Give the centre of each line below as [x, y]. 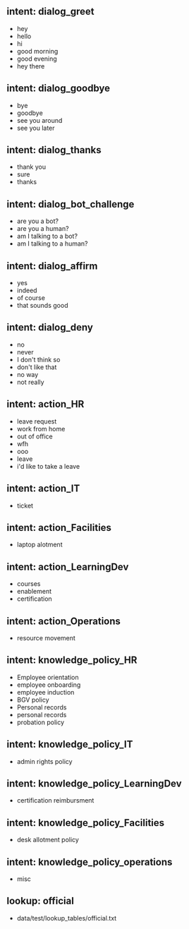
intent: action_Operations [64, 621]
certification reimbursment [55, 801]
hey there [31, 66]
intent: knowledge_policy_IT [70, 744]
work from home [41, 428]
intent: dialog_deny [50, 328]
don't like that [37, 367]
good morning [37, 51]
